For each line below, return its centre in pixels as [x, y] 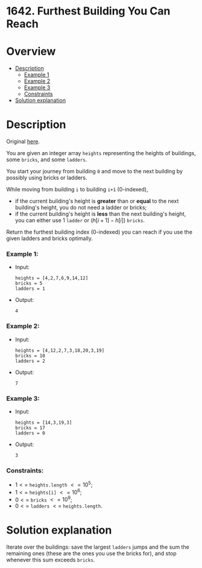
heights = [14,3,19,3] [43, 423]
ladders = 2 [30, 361]
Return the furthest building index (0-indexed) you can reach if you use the [99, 232]
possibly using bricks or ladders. [47, 178]
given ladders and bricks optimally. [50, 238]
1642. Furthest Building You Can [88, 11]
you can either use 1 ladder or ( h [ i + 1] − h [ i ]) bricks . [80, 220]
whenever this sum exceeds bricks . [51, 560]
